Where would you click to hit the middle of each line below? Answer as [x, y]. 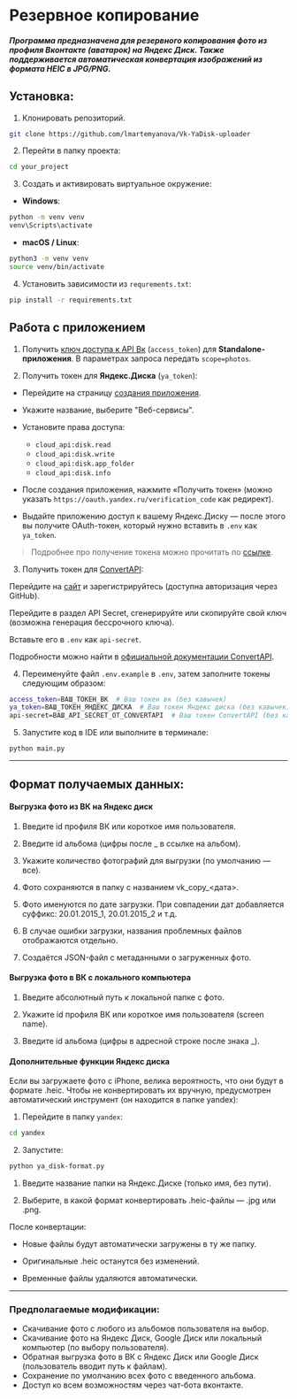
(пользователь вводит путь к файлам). [95, 1366]
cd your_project [39, 167]
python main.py [37, 749]
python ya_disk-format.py [57, 1166]
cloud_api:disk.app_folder [85, 464]
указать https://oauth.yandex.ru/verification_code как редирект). [148, 499]
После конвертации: [48, 1226]
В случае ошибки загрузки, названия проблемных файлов [132, 931]
